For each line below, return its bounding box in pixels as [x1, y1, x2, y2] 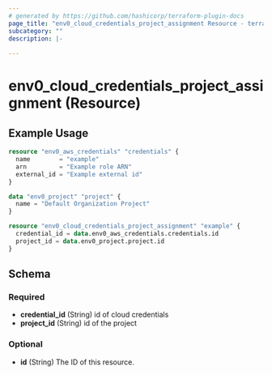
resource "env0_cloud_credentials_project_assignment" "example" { [8, 222, 241, 231]
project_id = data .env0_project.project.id [15, 237, 164, 245]
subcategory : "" [8, 27, 63, 35]
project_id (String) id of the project [19, 318, 138, 328]
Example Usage [8, 126, 89, 140]
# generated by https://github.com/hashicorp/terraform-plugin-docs [8, 11, 244, 20]
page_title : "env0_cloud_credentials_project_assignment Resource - [8, 19, 244, 28]
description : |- [8, 34, 63, 43]
